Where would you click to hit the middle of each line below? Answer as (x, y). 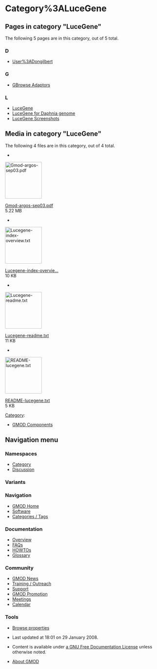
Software (21, 511)
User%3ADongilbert (32, 62)
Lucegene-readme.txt (27, 335)
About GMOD (26, 661)
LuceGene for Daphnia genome (44, 113)
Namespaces (21, 454)
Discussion (23, 470)
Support (20, 589)
